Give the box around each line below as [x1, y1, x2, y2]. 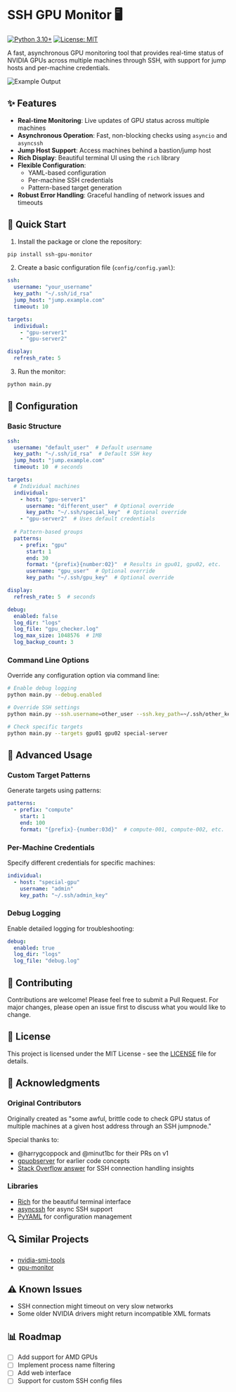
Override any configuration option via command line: [7, 671, 160, 680]
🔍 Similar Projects [7, 1233, 89, 1245]
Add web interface [17, 1369, 72, 1377]
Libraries [7, 1181, 39, 1191]
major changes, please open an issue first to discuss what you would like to [7, 1003, 226, 1011]
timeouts [17, 198, 44, 206]
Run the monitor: [17, 367, 66, 376]
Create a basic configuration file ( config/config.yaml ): [17, 263, 176, 272]
